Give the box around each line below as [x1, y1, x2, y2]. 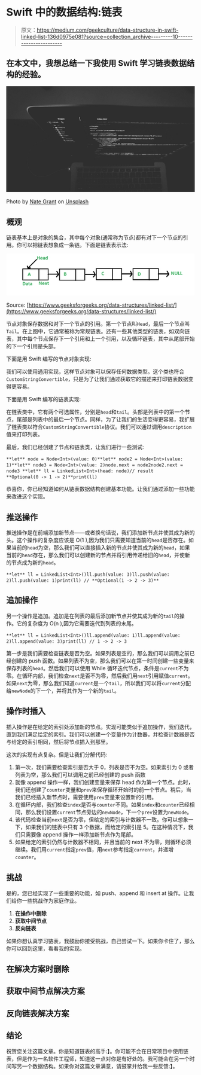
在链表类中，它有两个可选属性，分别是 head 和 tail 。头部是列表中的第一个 [6, 408, 185, 416]
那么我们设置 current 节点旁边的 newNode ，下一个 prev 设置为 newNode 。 [25, 808, 193, 816]
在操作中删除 [14, 909, 47, 917]
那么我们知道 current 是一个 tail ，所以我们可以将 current [42, 679, 181, 686]
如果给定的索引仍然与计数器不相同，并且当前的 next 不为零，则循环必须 [14, 838, 191, 845]
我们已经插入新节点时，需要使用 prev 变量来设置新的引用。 [14, 793, 157, 801]
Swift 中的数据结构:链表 [6, 5, 123, 19]
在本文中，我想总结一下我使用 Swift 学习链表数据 [6, 58, 187, 69]
